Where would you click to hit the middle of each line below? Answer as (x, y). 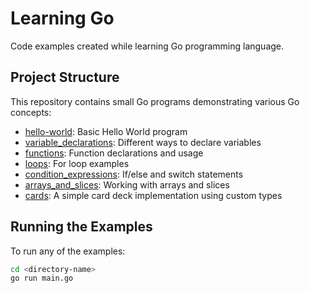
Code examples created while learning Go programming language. (147, 46)
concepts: (31, 112)
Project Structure (65, 77)
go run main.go (42, 278)
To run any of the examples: (68, 251)
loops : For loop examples (77, 163)
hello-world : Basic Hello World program (106, 131)
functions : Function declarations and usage (114, 153)
